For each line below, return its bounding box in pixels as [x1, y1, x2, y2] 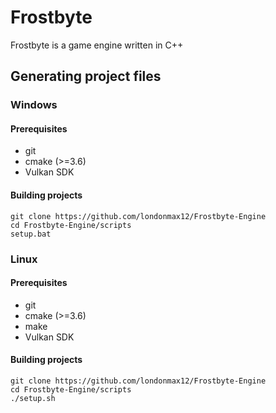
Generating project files [10, 68, 162, 85]
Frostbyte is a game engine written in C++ [10, 39, 184, 51]
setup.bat [10, 229, 52, 239]
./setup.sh [10, 393, 56, 403]
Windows [10, 98, 58, 112]
